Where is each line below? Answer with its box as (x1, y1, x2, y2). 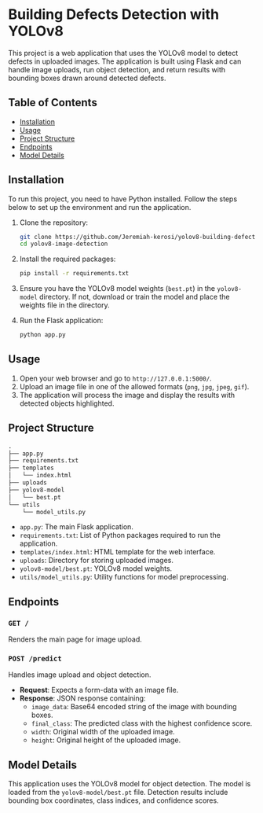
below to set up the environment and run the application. (8, 202, 192, 212)
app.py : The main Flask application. (19, 522, 133, 532)
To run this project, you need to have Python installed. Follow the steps (8, 194, 238, 204)
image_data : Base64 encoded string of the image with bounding (31, 702, 237, 712)
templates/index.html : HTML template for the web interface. (19, 547, 216, 557)
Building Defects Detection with (8, 6, 220, 24)
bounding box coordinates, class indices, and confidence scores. (8, 796, 219, 805)
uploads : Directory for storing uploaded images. (19, 556, 174, 565)
